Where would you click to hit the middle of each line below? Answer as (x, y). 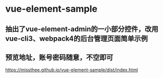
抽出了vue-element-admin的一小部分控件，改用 (82, 29)
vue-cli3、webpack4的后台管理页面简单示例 (77, 38)
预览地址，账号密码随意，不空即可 (59, 57)
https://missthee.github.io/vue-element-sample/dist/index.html (72, 70)
